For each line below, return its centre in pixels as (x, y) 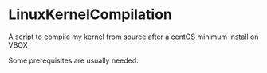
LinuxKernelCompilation (90, 15)
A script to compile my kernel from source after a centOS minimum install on (133, 36)
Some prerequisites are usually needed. (74, 60)
